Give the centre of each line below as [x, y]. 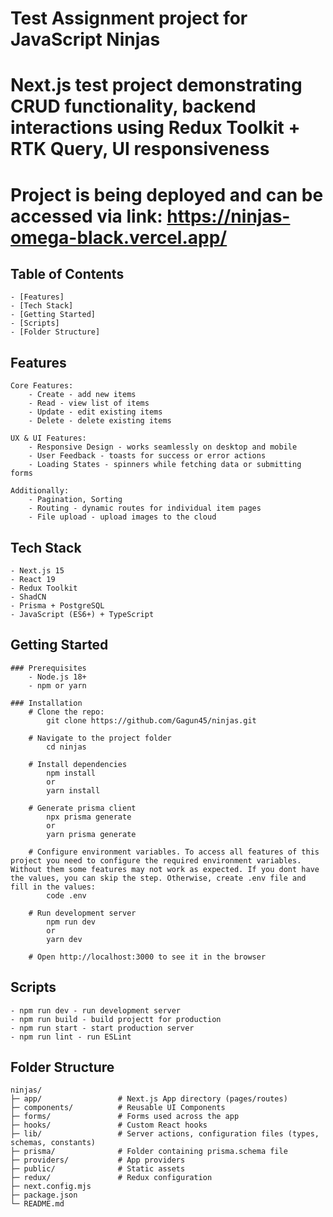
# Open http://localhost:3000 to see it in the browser [147, 957]
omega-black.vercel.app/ [119, 237]
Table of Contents [67, 273]
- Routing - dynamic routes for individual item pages [145, 508]
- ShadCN [28, 597]
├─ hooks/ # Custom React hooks [109, 1125]
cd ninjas [66, 747]
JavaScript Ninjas [85, 39]
